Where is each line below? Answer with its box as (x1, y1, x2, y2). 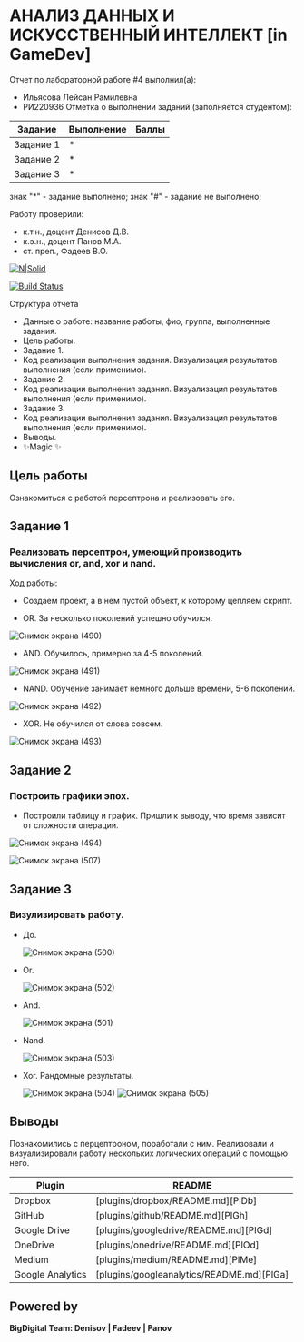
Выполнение (68, 123, 127, 135)
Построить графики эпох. (9, 789, 130, 802)
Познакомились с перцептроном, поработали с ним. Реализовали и (9, 1138, 274, 1149)
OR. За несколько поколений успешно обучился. (22, 613, 213, 624)
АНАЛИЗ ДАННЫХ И (9, 5, 175, 26)
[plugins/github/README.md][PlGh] (94, 1209, 249, 1221)
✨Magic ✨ (22, 441, 62, 452)
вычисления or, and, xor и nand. (9, 558, 157, 570)
